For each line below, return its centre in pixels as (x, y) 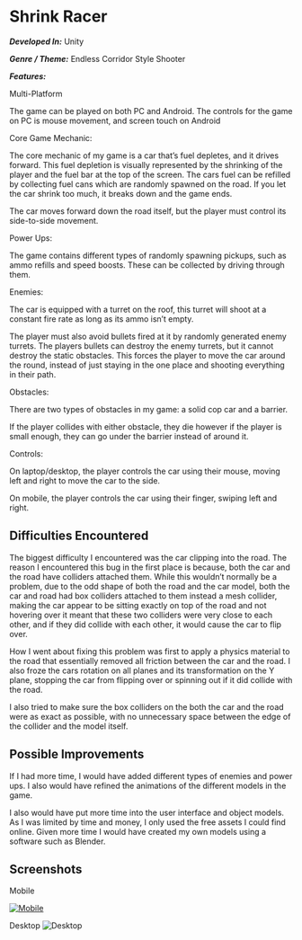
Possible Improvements (77, 754)
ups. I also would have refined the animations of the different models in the (148, 785)
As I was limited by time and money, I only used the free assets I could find (147, 822)
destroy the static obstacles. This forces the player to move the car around (147, 355)
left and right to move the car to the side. (84, 480)
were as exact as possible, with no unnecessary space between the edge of (150, 716)
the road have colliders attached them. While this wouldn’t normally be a (143, 576)
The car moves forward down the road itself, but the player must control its (148, 211)
